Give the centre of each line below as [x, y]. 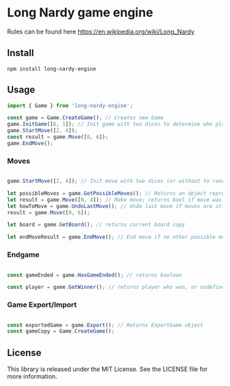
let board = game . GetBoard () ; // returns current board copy [96, 225]
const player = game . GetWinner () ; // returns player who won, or [102, 287]
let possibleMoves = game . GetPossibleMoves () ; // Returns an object [107, 193]
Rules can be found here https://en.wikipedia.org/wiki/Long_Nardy [101, 31]
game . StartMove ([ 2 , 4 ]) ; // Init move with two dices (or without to [108, 181]
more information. [32, 376]
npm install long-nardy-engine [52, 69]
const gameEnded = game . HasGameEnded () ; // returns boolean [95, 275]
